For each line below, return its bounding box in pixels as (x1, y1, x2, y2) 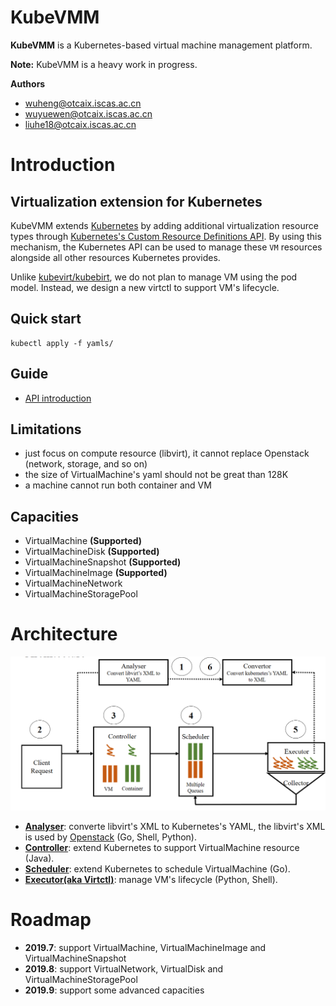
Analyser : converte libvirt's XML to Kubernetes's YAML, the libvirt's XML (24, 820, 326, 832)
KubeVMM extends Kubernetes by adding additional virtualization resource (10, 219, 319, 231)
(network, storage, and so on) (24, 458, 148, 470)
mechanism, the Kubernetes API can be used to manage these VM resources (10, 241, 323, 253)
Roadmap (10, 908, 92, 931)
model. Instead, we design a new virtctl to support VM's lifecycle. (10, 281, 280, 293)
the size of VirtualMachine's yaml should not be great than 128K (24, 469, 289, 481)
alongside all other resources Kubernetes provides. (10, 251, 221, 263)
